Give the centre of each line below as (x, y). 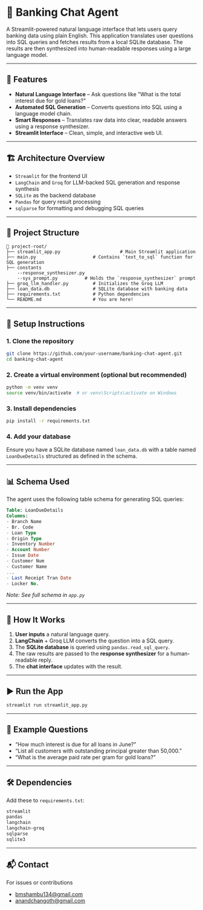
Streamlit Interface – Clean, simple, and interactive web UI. (89, 133)
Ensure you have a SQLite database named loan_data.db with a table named (101, 450)
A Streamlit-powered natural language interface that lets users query (92, 29)
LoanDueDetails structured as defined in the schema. (72, 456)
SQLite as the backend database (55, 195)
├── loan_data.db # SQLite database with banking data (97, 289)
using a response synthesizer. (52, 126)
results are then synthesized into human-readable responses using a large (99, 48)
